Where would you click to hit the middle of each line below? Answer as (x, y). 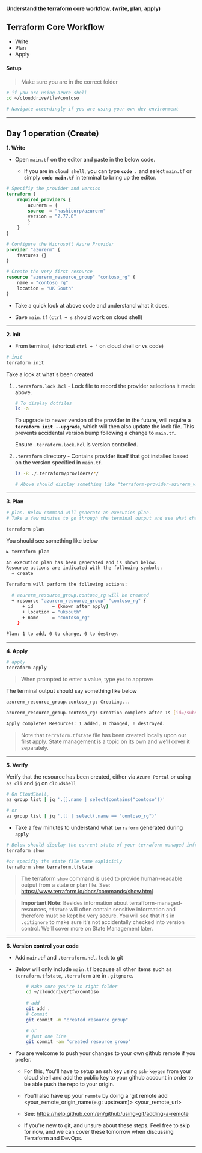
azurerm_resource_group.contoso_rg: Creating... (68, 702)
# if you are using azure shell (47, 93)
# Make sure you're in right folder (72, 986)
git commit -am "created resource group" (78, 1042)
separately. (35, 747)
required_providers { (44, 199)
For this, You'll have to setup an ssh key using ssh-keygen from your (107, 1071)
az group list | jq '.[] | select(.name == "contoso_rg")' (82, 816)
